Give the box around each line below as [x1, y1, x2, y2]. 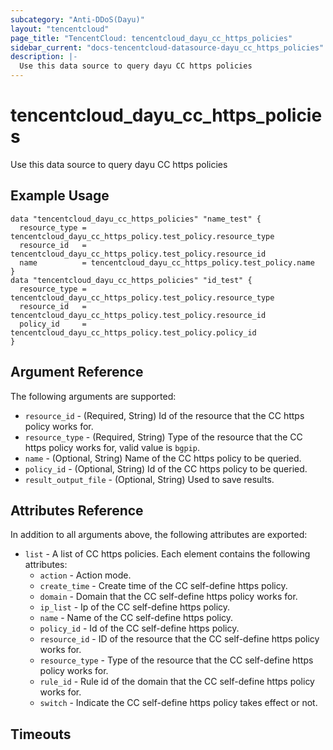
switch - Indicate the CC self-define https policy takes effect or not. [39, 697, 318, 709]
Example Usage [10, 187, 110, 205]
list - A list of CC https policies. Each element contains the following [24, 548, 311, 560]
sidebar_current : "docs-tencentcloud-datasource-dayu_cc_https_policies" [10, 42, 325, 53]
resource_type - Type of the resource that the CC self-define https [39, 654, 314, 666]
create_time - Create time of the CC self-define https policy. [39, 580, 288, 592]
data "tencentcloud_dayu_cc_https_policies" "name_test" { [10, 214, 262, 224]
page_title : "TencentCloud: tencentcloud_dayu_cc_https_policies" [10, 33, 293, 43]
